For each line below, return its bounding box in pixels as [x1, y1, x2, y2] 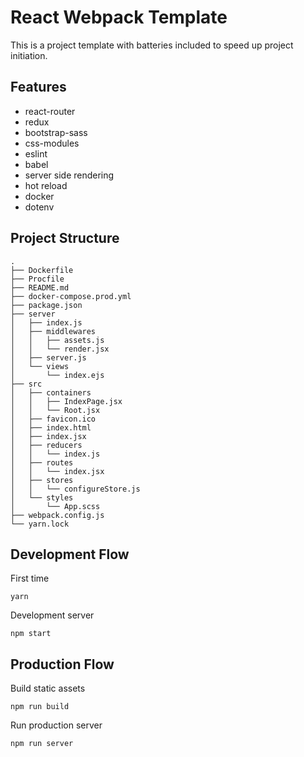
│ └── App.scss [10, 501, 101, 511]
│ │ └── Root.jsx [10, 405, 101, 415]
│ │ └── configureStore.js [10, 484, 141, 494]
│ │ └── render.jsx [10, 344, 110, 354]
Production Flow [10, 656, 115, 673]
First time [10, 572, 50, 585]
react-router [24, 105, 76, 117]
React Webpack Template [10, 6, 228, 29]
